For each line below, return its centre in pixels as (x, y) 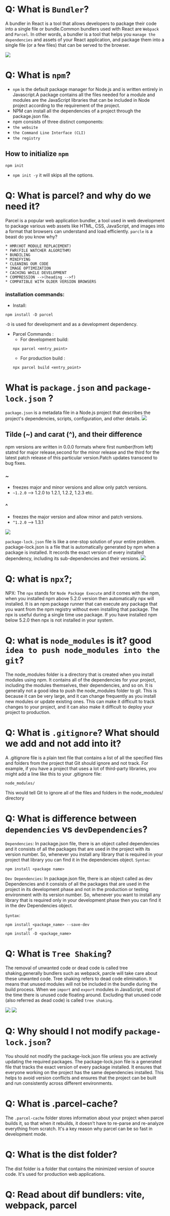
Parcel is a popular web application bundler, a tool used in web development (85, 220)
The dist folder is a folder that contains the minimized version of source (80, 1169)
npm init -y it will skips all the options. (53, 175)
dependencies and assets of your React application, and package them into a (85, 40)
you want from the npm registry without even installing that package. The (82, 609)
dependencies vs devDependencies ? (77, 829)
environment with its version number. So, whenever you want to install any (83, 895)
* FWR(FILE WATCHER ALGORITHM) (38, 250)
